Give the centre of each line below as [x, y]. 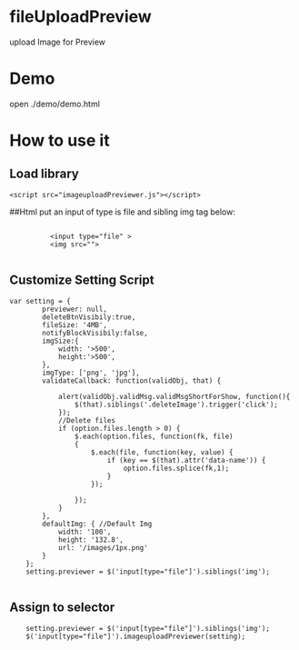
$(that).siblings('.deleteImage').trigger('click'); [176, 405]
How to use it [60, 140]
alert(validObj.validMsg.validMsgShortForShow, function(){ [174, 396]
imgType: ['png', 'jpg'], [91, 373]
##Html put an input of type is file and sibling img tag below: [123, 212]
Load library [44, 174]
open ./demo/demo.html [55, 104]
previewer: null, [75, 309]
